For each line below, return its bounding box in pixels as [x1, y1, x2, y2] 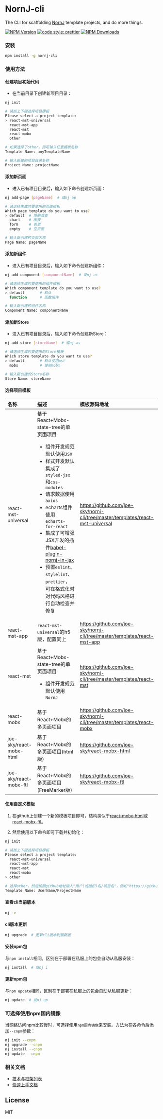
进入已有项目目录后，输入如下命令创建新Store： [12, 331, 108, 337]
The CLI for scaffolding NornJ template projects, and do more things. [5, 19, 143, 25]
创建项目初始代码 [5, 79, 39, 85]
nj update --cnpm [5, 1051, 40, 1056]
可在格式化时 [45, 585, 75, 592]
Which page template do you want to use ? [5, 208, 90, 213]
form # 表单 [9, 222, 41, 227]
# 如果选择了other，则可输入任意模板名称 [5, 145, 79, 150]
